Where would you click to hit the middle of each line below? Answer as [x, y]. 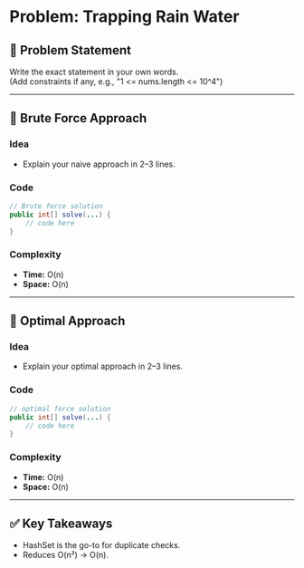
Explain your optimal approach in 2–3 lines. [103, 366]
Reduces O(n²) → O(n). [65, 555]
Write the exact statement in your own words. [94, 72]
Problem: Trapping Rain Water [124, 17]
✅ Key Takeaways [61, 523]
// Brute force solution [56, 206]
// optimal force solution [60, 409]
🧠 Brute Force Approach [78, 118]
